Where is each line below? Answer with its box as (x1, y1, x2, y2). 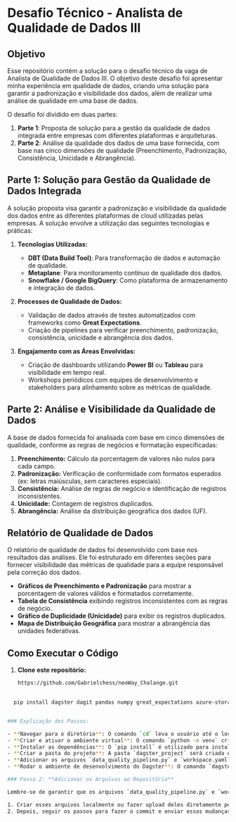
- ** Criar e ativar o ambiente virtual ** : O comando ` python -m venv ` (7, 737, 218, 744)
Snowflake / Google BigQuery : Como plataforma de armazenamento (27, 276, 228, 285)
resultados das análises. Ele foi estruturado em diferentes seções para (7, 553, 211, 561)
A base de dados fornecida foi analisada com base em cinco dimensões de (7, 433, 225, 442)
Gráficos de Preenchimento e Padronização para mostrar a (17, 582, 192, 590)
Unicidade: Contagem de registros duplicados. (17, 499, 154, 508)
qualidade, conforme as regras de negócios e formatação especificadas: (7, 440, 218, 449)
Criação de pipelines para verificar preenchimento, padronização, (27, 325, 219, 334)
